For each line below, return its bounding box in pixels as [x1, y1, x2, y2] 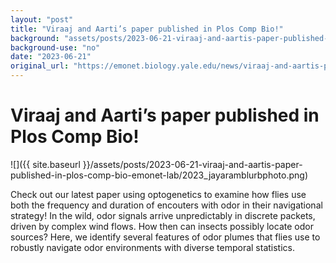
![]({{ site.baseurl [10, 158, 81, 170]
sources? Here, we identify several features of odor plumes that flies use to [10, 231, 321, 243]
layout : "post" [10, 14, 74, 25]
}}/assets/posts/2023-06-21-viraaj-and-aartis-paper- [82, 158, 303, 170]
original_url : [10, 61, 70, 71]
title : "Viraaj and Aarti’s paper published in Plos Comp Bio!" [10, 24, 284, 34]
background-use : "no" [10, 42, 101, 53]
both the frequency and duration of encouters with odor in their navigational [10, 199, 323, 211]
